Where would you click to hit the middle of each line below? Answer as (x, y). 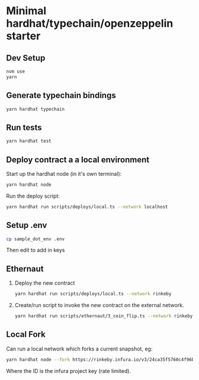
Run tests (24, 128)
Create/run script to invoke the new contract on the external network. (99, 305)
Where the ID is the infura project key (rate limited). (69, 371)
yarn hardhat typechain (36, 109)
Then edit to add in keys (36, 250)
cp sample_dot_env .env (36, 239)
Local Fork (26, 335)
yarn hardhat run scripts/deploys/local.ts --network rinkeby (93, 294)
